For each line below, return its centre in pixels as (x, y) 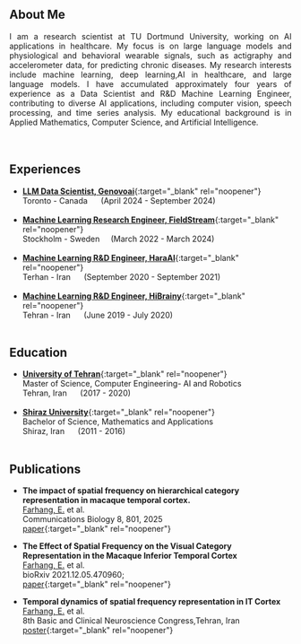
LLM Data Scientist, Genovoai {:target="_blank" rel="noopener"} (142, 191)
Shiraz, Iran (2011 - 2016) (74, 431)
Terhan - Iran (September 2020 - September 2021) (121, 276)
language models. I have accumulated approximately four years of (150, 83)
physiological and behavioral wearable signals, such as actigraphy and (150, 55)
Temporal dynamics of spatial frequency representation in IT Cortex (151, 602)
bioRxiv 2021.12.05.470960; (73, 575)
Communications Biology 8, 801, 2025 (92, 519)
